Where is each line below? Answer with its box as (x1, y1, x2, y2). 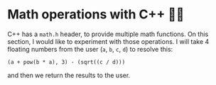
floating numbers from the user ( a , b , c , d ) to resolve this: (7, 45, 173, 53)
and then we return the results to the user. (7, 71, 131, 79)
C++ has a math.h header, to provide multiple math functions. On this (7, 30, 209, 38)
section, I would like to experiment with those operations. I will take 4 (7, 37, 210, 45)
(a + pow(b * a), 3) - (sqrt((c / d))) (7, 58, 126, 66)
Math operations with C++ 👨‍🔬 (7, 6, 185, 23)
